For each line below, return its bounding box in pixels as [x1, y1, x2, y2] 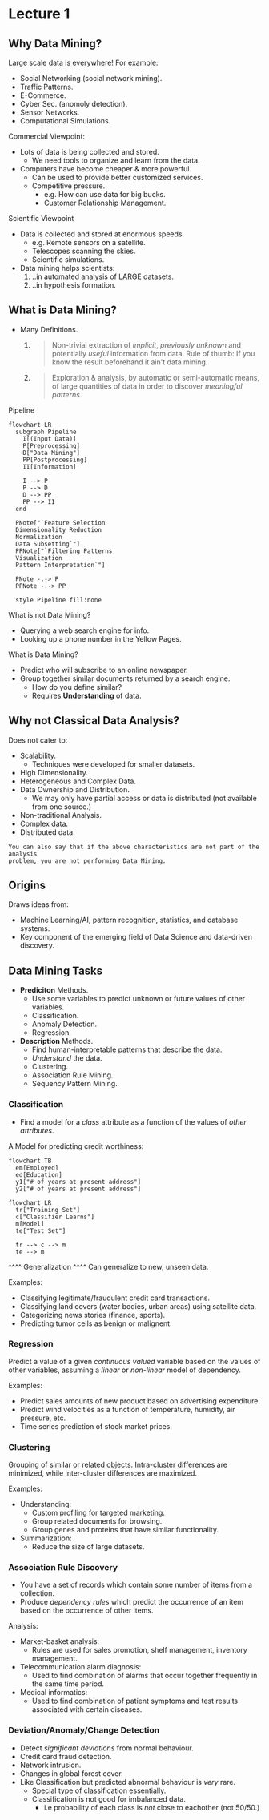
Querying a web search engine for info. [19, 626, 150, 635]
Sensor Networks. [19, 107, 80, 117]
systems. [19, 924, 50, 933]
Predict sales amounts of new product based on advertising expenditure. [19, 1395, 260, 1406]
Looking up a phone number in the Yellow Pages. [19, 634, 182, 643]
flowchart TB [8, 1157, 52, 1165]
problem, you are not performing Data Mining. [8, 856, 167, 865]
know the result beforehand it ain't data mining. [51, 357, 208, 367]
